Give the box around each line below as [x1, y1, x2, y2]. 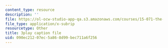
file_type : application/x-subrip [5, 21, 75, 26]
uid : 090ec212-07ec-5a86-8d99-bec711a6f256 [5, 35, 97, 40]
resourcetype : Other [5, 26, 48, 31]
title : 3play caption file [5, 30, 61, 35]
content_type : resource [5, 7, 55, 12]
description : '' [5, 12, 39, 17]
